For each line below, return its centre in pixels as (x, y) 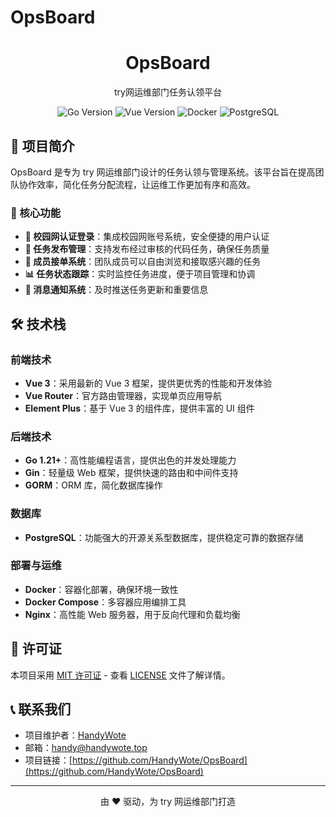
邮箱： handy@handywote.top (86, 748)
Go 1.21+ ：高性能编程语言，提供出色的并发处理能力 (130, 460)
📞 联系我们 (41, 709)
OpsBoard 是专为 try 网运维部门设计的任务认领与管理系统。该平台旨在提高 (163, 172)
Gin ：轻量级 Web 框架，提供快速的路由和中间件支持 (131, 473)
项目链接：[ (48, 760)
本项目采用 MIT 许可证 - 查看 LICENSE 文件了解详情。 (120, 675)
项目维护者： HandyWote (75, 735)
